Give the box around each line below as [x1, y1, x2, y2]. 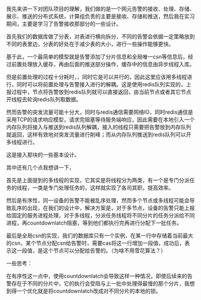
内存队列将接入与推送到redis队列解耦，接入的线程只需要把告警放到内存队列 [6, 123, 191, 131]
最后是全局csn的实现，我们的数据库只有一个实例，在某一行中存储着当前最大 [6, 232, 193, 239]
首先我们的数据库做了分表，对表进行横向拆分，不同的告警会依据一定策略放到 [6, 33, 195, 40]
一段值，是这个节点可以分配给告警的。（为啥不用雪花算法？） [16, 247, 166, 254]
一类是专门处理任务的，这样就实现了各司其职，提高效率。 [32, 184, 174, 191]
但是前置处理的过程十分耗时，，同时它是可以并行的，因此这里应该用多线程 [6, 74, 187, 80]
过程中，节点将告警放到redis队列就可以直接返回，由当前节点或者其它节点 [11, 89, 191, 95]
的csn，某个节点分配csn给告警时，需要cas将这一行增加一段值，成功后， [6, 240, 185, 247]
